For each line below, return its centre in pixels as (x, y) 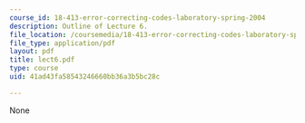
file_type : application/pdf (63, 43)
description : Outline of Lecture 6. (79, 26)
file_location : (38, 34)
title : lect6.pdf (42, 60)
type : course (34, 69)
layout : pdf (32, 52)
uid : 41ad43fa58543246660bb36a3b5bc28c (85, 77)
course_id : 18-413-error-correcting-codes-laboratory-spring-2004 (138, 18)
